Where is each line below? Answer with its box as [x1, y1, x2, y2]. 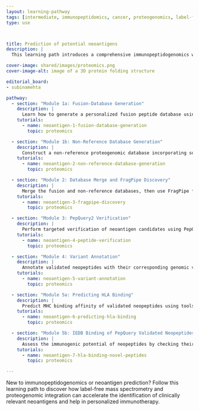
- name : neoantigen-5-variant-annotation [21, 276, 126, 282]
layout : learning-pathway [6, 8, 70, 15]
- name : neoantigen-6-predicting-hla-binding [21, 314, 136, 320]
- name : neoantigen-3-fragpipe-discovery [21, 199, 126, 205]
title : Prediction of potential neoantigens [6, 41, 118, 47]
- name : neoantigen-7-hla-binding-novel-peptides [21, 352, 147, 358]
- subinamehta [6, 84, 41, 90]
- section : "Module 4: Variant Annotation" [11, 253, 120, 260]
